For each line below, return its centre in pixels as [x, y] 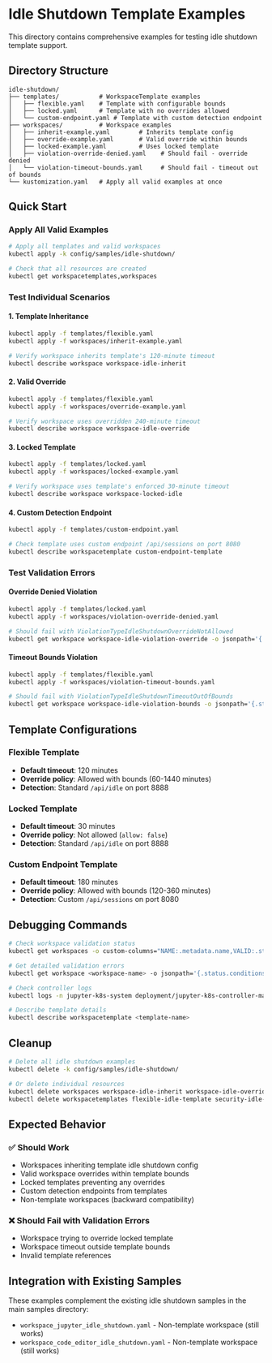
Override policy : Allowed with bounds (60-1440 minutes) [116, 779]
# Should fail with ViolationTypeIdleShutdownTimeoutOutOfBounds [121, 697]
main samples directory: [49, 1309]
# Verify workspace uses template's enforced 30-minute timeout [119, 487]
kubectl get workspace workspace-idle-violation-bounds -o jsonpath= [128, 704]
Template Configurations [73, 729]
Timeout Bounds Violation [53, 658]
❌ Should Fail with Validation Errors [79, 1221]
